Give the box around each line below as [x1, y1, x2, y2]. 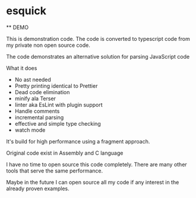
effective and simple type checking [14, 120, 101, 127]
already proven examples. [6, 185, 69, 192]
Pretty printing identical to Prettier [14, 82, 98, 90]
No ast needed [14, 76, 52, 83]
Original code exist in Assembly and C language [6, 149, 124, 157]
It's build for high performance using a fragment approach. [6, 138, 150, 145]
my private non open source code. [6, 41, 91, 49]
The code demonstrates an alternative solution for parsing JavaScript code [6, 53, 190, 60]
